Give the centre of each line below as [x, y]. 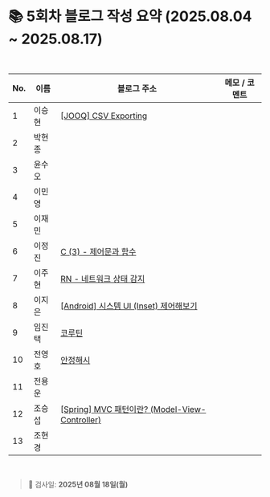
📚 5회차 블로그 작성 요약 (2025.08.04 [130, 16]
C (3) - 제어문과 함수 [98, 251]
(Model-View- [178, 409]
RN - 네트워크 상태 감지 [102, 279]
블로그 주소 [137, 88]
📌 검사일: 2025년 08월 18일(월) [78, 484]
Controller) [81, 420]
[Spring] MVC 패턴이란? [104, 409]
